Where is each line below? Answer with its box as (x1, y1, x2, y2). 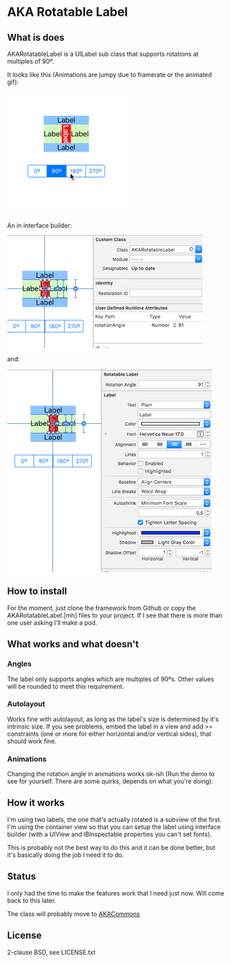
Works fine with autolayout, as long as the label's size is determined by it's (7, 715, 219, 723)
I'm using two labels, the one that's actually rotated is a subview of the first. (7, 815, 222, 824)
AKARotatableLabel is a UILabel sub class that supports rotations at (7, 50, 199, 58)
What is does (7, 32, 65, 43)
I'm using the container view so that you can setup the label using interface (7, 822, 221, 831)
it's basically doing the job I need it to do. (7, 851, 124, 859)
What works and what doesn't (7, 638, 139, 650)
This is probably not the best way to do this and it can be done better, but (7, 843, 216, 851)
